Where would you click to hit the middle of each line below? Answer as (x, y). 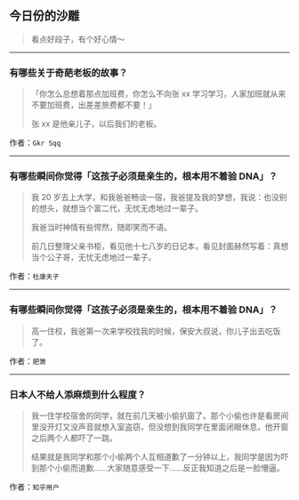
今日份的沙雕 (44, 16)
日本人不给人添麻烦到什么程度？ (78, 394)
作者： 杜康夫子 (34, 276)
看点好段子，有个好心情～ (78, 39)
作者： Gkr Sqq (35, 143)
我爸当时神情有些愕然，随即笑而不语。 (101, 227)
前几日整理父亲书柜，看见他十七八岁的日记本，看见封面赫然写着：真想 (160, 246)
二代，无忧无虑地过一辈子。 (152, 208)
